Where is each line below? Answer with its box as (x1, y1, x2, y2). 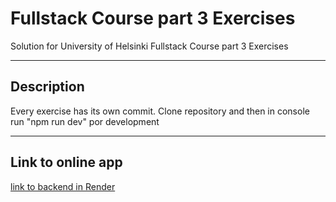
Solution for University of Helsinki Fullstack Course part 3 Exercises (10, 40, 289, 52)
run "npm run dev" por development (10, 115, 160, 127)
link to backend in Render (10, 180, 116, 192)
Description (10, 78, 85, 96)
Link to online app (10, 154, 123, 171)
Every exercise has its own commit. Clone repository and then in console (10, 105, 310, 117)
